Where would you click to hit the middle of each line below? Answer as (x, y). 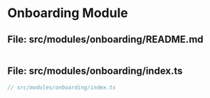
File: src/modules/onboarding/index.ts (95, 71)
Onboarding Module (68, 13)
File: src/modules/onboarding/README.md (106, 39)
